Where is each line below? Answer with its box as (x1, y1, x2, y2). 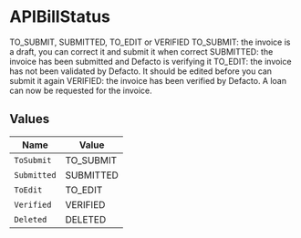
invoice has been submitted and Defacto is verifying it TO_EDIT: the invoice (9, 56, 292, 67)
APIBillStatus (9, 6, 111, 27)
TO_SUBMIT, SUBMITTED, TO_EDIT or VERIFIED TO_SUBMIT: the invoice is (9, 36, 291, 47)
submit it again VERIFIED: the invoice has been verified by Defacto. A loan (9, 75, 287, 86)
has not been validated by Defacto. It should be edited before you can (9, 66, 272, 77)
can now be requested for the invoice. (9, 85, 152, 96)
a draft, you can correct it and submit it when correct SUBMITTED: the (9, 46, 274, 57)
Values (9, 111, 50, 127)
